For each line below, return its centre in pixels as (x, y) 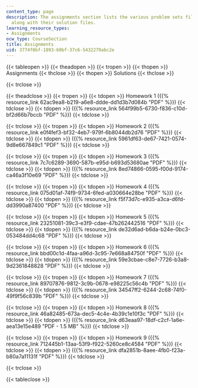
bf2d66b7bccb (24, 114)
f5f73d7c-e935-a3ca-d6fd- (152, 199)
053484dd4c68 (26, 235)
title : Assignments (30, 45)
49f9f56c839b (24, 296)
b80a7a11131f (22, 356)
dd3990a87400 (25, 205)
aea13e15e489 (24, 326)
